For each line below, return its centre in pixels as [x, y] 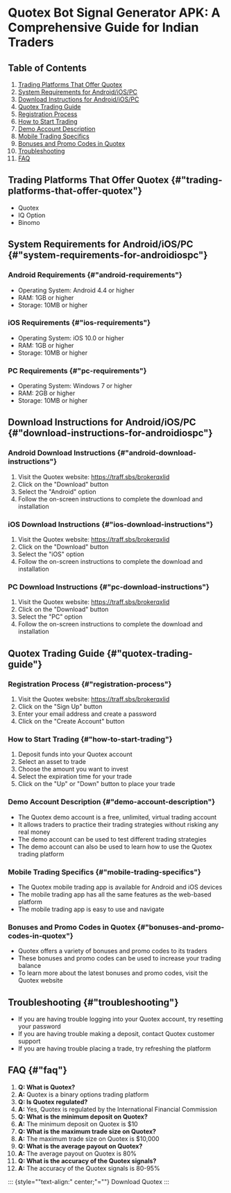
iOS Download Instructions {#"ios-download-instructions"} [111, 524]
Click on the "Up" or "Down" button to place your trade [96, 784]
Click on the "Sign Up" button [60, 707]
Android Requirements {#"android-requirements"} [95, 275]
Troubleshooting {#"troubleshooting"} [93, 1002]
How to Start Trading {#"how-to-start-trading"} [90, 739]
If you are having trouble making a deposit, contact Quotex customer [116, 1034]
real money [34, 832]
